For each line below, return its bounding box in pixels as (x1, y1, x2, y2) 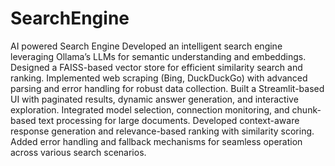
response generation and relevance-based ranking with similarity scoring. (10, 125, 315, 137)
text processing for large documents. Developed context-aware (38, 114, 300, 126)
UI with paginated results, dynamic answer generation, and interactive (10, 93, 299, 105)
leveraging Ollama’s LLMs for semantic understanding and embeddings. (10, 50, 307, 62)
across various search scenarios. (10, 146, 147, 158)
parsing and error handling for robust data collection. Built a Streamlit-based (10, 82, 325, 94)
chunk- (291, 103, 322, 116)
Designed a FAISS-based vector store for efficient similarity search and (10, 61, 303, 73)
